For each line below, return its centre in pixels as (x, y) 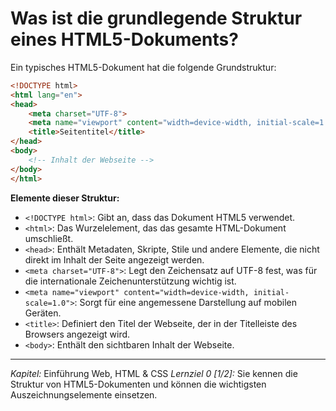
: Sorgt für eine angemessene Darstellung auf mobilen (186, 302)
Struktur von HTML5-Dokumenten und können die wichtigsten (138, 384)
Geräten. (43, 313)
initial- (271, 292)
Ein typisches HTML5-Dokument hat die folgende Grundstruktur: (143, 67)
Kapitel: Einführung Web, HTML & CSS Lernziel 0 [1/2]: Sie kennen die (154, 373)
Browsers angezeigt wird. (77, 334)
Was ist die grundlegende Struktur (156, 18)
